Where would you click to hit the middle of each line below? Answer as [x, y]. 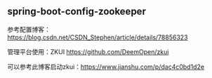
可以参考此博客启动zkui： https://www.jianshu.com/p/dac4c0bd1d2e [106, 67]
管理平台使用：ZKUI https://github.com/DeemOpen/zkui [88, 51]
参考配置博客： [29, 29]
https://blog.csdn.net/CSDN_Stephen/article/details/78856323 [98, 37]
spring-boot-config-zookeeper [77, 12]
